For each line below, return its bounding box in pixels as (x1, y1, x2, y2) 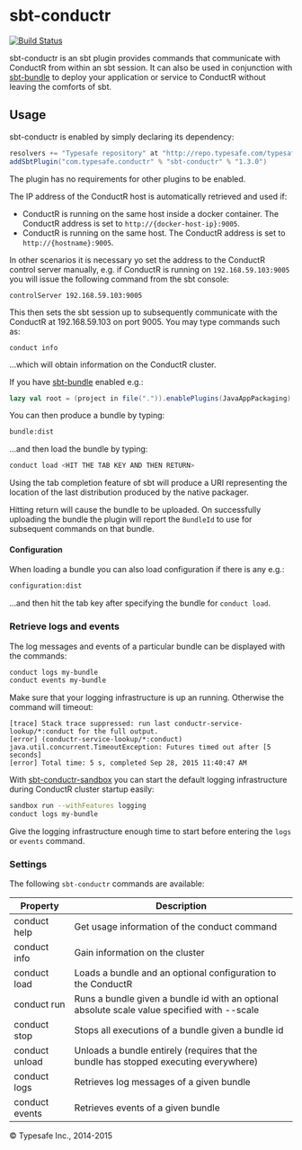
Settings (9, 858, 48, 870)
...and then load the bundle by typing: (9, 444, 148, 454)
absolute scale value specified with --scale (74, 1004, 259, 1017)
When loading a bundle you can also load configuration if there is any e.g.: (9, 564, 285, 575)
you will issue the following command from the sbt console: (9, 274, 229, 284)
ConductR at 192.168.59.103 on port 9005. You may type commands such (9, 316, 280, 327)
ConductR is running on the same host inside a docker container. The (22, 208, 280, 219)
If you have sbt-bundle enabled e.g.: (9, 376, 144, 387)
